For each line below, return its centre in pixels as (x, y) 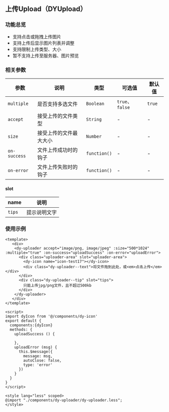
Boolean (95, 103)
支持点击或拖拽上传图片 (37, 36)
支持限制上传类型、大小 (37, 49)
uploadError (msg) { (36, 347)
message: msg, (38, 356)
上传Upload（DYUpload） (46, 9)
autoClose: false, (43, 361)
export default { (23, 321)
